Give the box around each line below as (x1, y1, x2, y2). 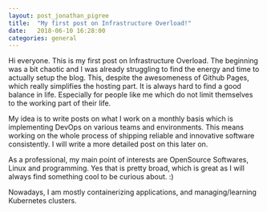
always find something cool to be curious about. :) (8, 172, 174, 182)
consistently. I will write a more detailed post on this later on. (8, 139, 208, 149)
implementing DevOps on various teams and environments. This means (8, 122, 245, 132)
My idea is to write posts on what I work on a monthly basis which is (8, 114, 234, 124)
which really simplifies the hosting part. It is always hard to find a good (8, 82, 242, 91)
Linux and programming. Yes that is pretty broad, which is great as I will (8, 163, 245, 173)
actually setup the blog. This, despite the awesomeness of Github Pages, (8, 73, 250, 82)
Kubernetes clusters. (8, 196, 78, 206)
